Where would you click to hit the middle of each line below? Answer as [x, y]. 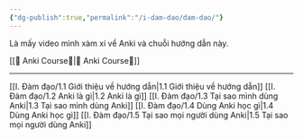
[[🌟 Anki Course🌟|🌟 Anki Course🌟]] [75, 60]
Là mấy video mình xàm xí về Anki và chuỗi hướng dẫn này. [119, 43]
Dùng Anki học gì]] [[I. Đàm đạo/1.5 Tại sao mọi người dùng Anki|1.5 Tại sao [149, 115]
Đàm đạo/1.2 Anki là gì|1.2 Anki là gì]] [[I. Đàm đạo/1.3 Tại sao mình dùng [144, 96]
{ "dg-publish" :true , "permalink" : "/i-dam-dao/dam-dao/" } [116, 17]
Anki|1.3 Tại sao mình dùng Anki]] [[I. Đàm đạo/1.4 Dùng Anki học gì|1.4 [142, 105]
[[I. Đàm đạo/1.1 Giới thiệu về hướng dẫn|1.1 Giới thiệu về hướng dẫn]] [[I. [142, 86]
